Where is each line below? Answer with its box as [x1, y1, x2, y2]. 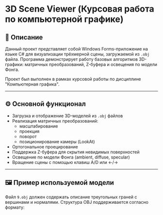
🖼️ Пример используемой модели [5, 179, 114, 187]
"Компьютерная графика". [5, 81, 60, 87]
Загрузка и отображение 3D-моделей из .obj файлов [12, 113, 123, 119]
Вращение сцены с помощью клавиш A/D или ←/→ [12, 159, 118, 165]
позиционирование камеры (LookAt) [19, 139, 96, 144]
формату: [5, 204, 25, 210]
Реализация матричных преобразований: [12, 118, 98, 124]
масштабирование [19, 123, 58, 129]
